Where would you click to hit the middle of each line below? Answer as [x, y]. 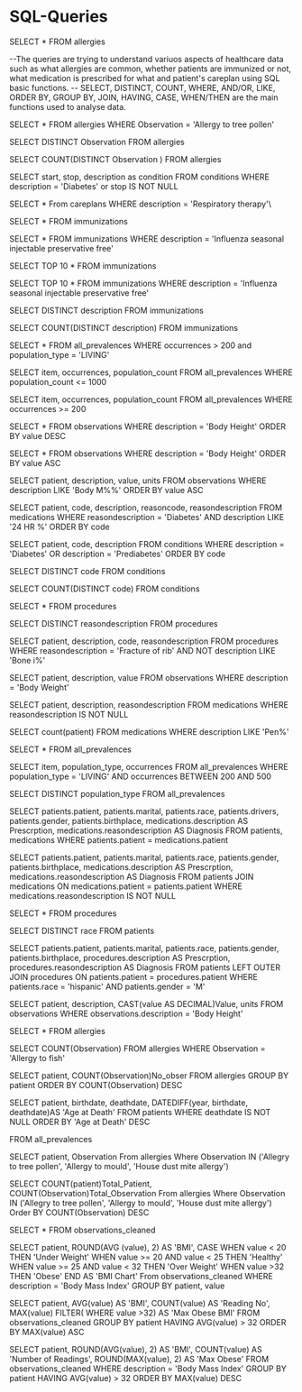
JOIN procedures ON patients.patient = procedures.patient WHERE [134, 976]
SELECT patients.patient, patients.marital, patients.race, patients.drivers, [144, 811]
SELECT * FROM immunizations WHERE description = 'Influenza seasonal [147, 238]
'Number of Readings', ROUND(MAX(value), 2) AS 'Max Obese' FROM [139, 1359]
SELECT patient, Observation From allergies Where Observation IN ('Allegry [150, 1157]
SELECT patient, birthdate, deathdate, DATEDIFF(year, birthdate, [128, 1103]
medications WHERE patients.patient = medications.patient [119, 839]
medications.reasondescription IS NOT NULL [93, 895]
